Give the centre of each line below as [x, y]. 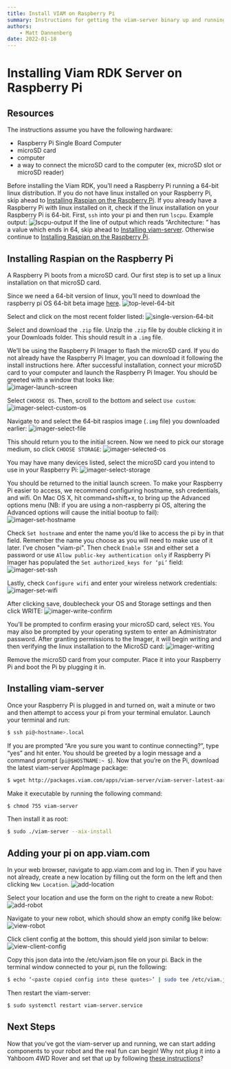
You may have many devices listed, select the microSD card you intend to [111, 462]
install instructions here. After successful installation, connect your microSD [114, 365]
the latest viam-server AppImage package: [68, 767]
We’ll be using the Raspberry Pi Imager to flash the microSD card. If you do [113, 350]
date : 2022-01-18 [32, 39]
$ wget [16, 780]
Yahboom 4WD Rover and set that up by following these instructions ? [106, 1058]
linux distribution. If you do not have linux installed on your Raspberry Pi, [110, 193]
